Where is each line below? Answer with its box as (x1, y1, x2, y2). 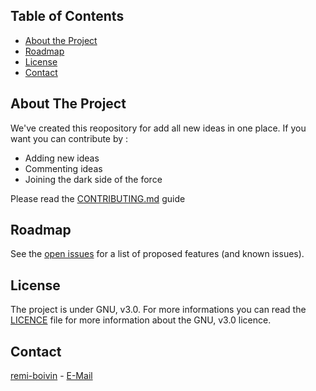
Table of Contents (10, 8, 125, 25)
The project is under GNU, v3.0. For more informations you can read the (10, 304, 307, 316)
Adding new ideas (24, 152, 100, 164)
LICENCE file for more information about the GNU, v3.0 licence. (10, 314, 272, 326)
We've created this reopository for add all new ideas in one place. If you (10, 122, 307, 134)
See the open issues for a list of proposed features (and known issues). (10, 248, 305, 260)
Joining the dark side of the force (24, 173, 163, 185)
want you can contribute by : (10, 132, 129, 144)
